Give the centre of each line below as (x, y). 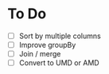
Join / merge (40, 54)
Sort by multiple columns (60, 36)
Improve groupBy (47, 45)
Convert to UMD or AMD (59, 63)
